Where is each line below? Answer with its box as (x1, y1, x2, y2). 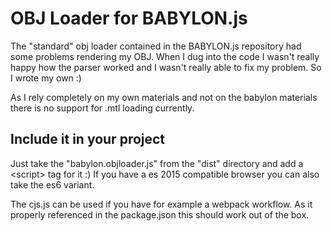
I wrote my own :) (10, 72, 82, 84)
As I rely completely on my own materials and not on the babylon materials (10, 91, 318, 103)
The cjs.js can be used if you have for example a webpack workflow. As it (10, 198, 313, 210)
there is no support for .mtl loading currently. (10, 102, 195, 114)
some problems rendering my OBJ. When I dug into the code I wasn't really (10, 50, 320, 62)
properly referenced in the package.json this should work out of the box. (10, 208, 310, 221)
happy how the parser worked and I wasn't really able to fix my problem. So (10, 61, 322, 73)
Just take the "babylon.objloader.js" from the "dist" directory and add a (10, 157, 304, 169)
